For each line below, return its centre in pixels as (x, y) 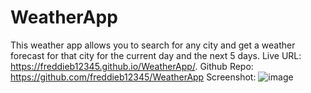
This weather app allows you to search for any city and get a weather (153, 45)
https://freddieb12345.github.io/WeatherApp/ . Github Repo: (132, 66)
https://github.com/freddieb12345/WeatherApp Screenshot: (133, 77)
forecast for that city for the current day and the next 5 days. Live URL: (156, 55)
